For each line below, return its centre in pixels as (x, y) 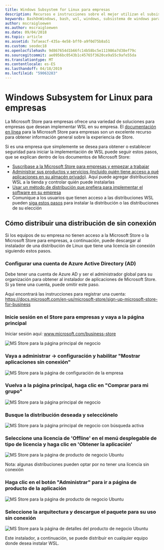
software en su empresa (36, 192)
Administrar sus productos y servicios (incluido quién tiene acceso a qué (85, 171)
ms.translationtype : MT (29, 60)
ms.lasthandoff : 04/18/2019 (34, 69)
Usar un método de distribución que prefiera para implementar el (77, 187)
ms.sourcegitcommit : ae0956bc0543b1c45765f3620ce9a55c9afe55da (71, 55)
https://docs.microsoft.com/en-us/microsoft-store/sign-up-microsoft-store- (81, 299)
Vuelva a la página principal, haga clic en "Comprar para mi (77, 386)
